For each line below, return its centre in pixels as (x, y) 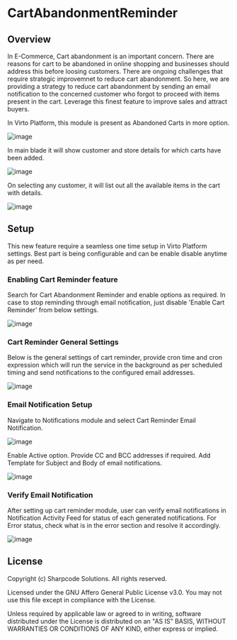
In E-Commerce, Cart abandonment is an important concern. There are (111, 56)
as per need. (26, 261)
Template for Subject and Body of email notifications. (85, 463)
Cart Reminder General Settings (63, 342)
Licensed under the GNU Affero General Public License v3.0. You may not (115, 592)
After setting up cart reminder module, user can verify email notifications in (117, 510)
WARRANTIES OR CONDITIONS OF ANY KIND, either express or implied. (112, 629)
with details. (25, 193)
